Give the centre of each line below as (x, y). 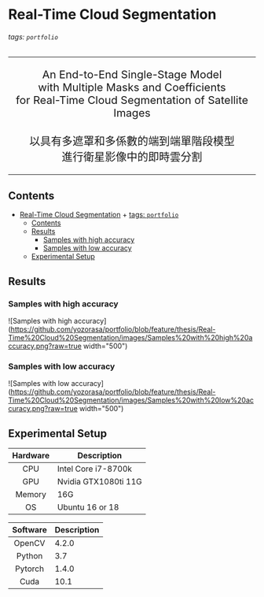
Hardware (31, 456)
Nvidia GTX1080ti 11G (100, 482)
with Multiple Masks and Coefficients (132, 87)
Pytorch (30, 569)
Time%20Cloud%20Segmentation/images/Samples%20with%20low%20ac (131, 400)
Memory (31, 494)
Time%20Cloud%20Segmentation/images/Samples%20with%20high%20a (130, 337)
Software (29, 530)
